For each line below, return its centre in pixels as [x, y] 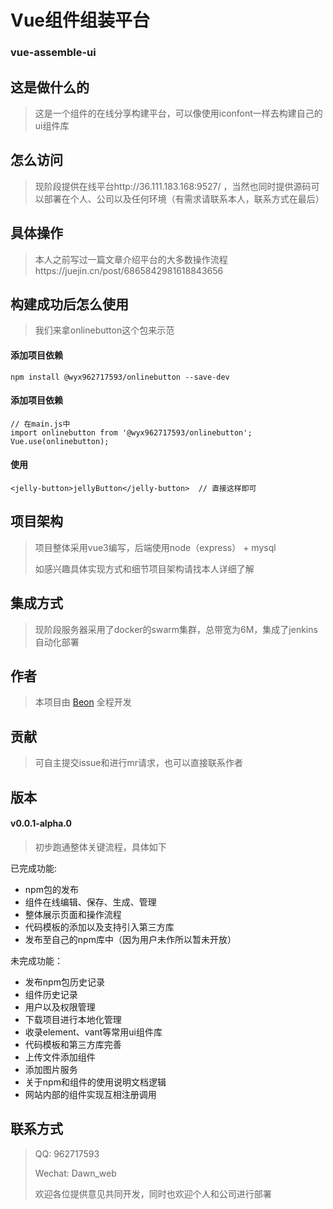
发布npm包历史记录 [64, 982]
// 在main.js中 [40, 424]
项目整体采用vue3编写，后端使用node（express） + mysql [155, 547]
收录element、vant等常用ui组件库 [93, 1032]
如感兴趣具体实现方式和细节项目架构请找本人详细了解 [144, 568]
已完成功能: [34, 868]
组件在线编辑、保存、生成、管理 [90, 902]
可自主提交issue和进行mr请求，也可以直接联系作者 [138, 763]
